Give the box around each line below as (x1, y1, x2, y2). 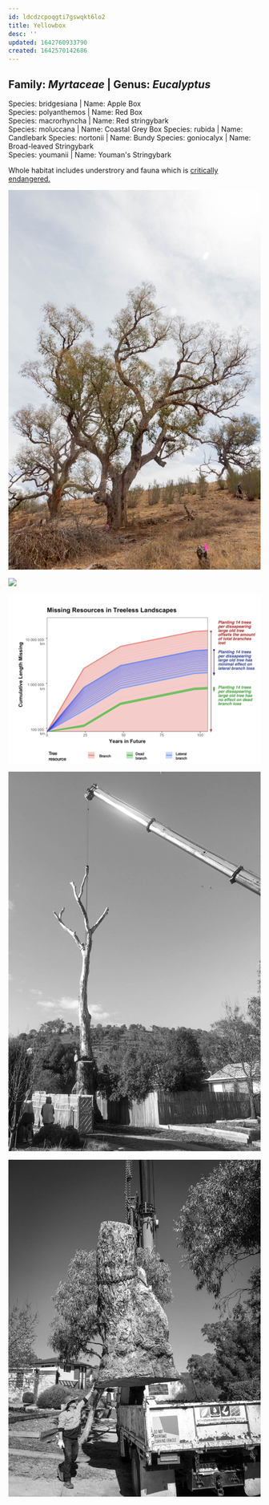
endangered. (8, 173, 50, 184)
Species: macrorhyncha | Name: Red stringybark (8, 116, 170, 125)
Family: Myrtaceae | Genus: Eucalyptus (8, 77, 211, 91)
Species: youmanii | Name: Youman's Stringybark (8, 149, 172, 160)
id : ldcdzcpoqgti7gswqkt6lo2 (8, 13, 106, 21)
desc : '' (8, 30, 38, 38)
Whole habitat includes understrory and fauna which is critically (8, 165, 219, 175)
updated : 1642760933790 (8, 39, 88, 47)
